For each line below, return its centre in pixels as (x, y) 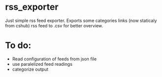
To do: (18, 46)
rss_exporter (32, 7)
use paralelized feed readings (42, 64)
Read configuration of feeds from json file (54, 59)
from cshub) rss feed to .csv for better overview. (54, 25)
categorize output (30, 69)
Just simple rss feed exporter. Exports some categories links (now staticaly (81, 20)
